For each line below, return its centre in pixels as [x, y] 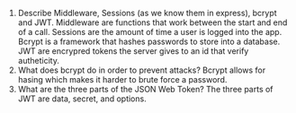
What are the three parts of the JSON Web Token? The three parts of [145, 89]
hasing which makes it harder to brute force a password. [122, 79]
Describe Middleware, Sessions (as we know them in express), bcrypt [147, 13]
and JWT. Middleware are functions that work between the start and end [152, 22]
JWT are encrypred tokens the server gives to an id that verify [133, 51]
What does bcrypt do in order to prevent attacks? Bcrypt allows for [142, 70]
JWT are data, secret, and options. [82, 99]
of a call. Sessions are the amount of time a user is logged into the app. [150, 32]
